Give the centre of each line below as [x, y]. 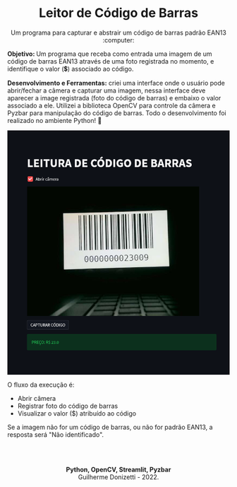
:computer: [119, 40]
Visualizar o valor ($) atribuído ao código [77, 413]
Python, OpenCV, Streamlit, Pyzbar [119, 469]
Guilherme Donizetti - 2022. [119, 477]
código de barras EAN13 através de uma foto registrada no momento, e [111, 61]
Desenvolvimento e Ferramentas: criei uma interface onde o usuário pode [116, 83]
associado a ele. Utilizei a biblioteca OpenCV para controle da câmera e [112, 105]
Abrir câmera [37, 398]
